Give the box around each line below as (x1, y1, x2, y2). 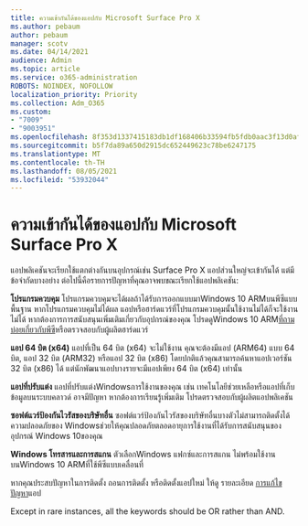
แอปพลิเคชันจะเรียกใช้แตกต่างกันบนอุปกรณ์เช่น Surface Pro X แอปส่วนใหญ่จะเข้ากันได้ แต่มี (10, 264, 295, 275)
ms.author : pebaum (10, 22, 80, 31)
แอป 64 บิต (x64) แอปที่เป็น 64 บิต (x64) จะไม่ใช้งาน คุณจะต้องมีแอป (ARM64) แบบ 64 (10, 342, 295, 353)
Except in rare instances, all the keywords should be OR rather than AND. (10, 506, 285, 517)
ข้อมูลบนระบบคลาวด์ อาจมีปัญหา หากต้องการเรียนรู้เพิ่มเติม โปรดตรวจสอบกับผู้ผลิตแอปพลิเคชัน (10, 392, 293, 403)
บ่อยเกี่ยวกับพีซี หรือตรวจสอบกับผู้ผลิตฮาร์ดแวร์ (10, 324, 149, 335)
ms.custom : (10, 107, 52, 116)
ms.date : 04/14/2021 (10, 48, 90, 57)
